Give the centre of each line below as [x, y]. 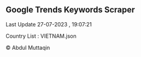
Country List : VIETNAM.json [41, 36]
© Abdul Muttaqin [28, 47]
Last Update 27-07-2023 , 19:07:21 [49, 24]
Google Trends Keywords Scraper [70, 10]
